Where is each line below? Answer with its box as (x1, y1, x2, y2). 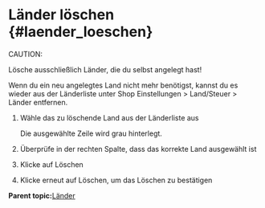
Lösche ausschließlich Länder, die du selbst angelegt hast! (8, 64, 202, 74)
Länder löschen (8, 6, 115, 24)
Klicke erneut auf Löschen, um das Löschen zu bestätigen (19, 175, 213, 185)
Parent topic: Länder (8, 190, 76, 200)
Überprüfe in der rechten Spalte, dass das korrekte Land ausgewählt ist (19, 144, 257, 153)
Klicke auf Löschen (19, 159, 84, 169)
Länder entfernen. (8, 97, 68, 107)
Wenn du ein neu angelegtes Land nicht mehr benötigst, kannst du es (8, 80, 238, 90)
